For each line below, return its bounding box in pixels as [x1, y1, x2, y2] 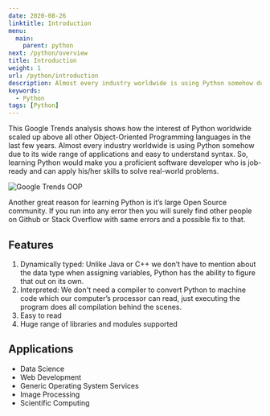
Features [8, 238, 54, 252]
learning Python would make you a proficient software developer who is [8, 158, 247, 167]
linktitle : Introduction [8, 19, 92, 27]
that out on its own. [19, 276, 84, 286]
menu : [8, 27, 27, 35]
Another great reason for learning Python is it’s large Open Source [8, 198, 227, 208]
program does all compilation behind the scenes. [19, 302, 182, 311]
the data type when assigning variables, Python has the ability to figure [19, 267, 256, 278]
